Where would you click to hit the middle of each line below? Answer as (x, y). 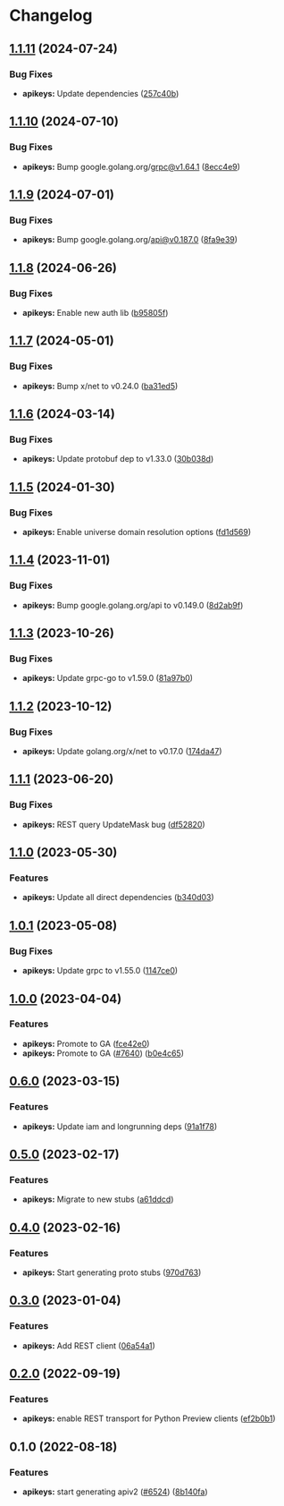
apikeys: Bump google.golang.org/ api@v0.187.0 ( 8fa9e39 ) (130, 240)
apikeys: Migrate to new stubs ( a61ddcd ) (98, 1199)
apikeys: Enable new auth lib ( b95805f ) (95, 312)
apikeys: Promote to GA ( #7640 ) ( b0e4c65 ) (103, 1053)
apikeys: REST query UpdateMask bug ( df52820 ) (113, 824)
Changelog (51, 16)
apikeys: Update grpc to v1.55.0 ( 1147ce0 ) (100, 971)
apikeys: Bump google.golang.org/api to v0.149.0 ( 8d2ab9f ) (133, 605)
